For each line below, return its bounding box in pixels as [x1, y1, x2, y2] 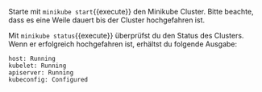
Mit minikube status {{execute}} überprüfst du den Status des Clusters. [8, 31, 244, 40]
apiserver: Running [8, 69, 74, 77]
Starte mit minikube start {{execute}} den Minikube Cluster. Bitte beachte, [8, 7, 254, 16]
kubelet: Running [8, 62, 67, 70]
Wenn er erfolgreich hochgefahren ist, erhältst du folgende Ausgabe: [8, 39, 238, 49]
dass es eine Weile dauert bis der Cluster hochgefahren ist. [8, 15, 206, 25]
